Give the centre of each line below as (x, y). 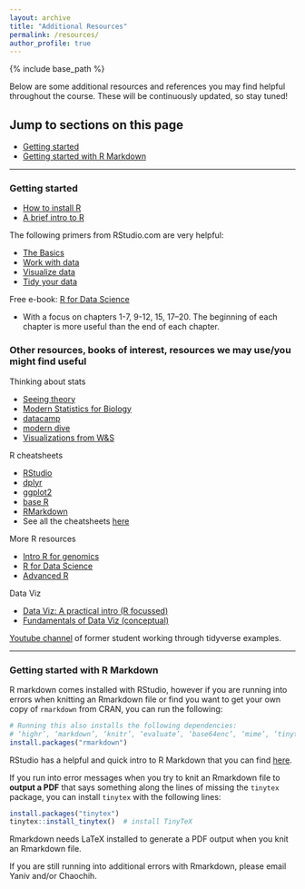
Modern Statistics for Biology (77, 409)
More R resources (43, 538)
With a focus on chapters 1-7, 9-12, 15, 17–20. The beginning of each (150, 317)
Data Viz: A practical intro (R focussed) (95, 610)
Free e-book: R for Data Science (69, 300)
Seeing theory (49, 399)
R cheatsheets (36, 455)
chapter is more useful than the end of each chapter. (121, 327)
